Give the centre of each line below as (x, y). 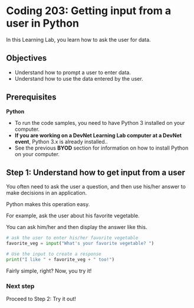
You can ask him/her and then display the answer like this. (77, 227)
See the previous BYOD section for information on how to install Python (101, 148)
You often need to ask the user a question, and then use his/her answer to (96, 187)
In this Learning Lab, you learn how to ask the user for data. (79, 39)
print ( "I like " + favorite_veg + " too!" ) (60, 260)
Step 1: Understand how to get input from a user (96, 172)
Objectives (27, 58)
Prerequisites (31, 97)
